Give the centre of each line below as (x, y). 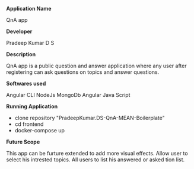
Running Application (32, 106)
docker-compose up (40, 130)
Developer (19, 31)
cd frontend (29, 124)
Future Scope (23, 142)
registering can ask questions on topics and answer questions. (83, 72)
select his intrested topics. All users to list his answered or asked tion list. (96, 160)
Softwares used (26, 83)
